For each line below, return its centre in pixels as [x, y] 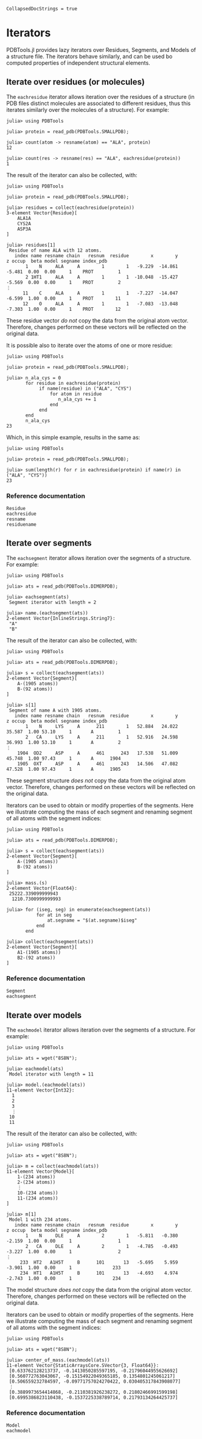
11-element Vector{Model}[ [40, 1171]
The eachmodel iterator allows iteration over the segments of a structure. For [101, 1030]
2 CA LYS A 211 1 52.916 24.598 [102, 737]
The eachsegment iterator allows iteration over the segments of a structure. [99, 558]
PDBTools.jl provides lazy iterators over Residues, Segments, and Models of [101, 49]
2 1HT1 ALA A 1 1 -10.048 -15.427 [102, 277]
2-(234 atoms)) [37, 1182]
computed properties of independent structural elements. [78, 63]
